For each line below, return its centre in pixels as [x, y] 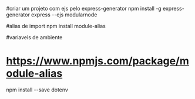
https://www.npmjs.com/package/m [98, 61]
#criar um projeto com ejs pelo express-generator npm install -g [84, 8]
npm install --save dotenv [37, 90]
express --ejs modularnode [64, 15]
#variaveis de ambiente [34, 37]
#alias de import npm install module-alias [56, 26]
